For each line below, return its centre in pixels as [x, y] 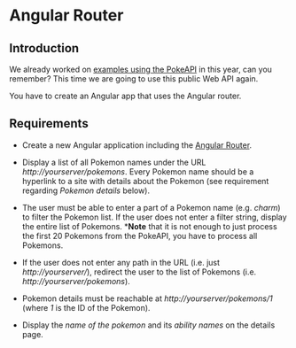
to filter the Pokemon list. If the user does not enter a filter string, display [154, 217]
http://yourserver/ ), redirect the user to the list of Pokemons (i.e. [139, 272]
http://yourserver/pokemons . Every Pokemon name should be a [138, 171]
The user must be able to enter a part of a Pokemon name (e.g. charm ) [151, 207]
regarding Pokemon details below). [86, 190]
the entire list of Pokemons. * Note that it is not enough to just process [149, 226]
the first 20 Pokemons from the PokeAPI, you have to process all [140, 236]
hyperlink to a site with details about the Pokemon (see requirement [145, 181]
